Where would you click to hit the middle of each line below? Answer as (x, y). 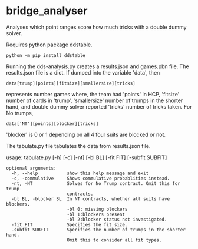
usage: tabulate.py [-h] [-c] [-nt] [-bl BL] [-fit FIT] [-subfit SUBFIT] (87, 157)
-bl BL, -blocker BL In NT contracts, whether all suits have (90, 199)
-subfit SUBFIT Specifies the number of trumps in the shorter (98, 230)
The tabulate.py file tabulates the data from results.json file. (78, 146)
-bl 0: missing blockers (97, 209)
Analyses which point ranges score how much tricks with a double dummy (96, 27)
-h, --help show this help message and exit (80, 173)
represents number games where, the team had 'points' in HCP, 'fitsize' (93, 94)
